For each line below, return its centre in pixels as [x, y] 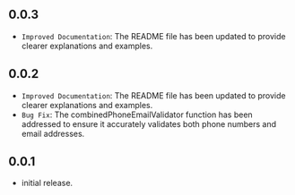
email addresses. [53, 133]
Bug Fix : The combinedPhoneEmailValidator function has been [137, 114]
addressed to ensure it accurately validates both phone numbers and [149, 123]
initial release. [47, 183]
